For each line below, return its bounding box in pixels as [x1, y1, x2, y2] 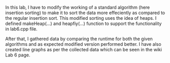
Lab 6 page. [5, 52, 30, 58]
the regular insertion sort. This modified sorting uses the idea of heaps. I [5, 15, 157, 21]
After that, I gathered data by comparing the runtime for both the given [5, 36, 153, 42]
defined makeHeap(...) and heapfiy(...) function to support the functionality [5, 20, 162, 26]
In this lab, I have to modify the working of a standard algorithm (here [5, 5, 150, 10]
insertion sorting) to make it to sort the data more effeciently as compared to [5, 10, 165, 16]
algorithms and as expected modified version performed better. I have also [5, 41, 161, 47]
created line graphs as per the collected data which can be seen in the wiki [5, 47, 162, 52]
